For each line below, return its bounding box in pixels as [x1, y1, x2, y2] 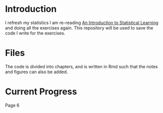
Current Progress [5, 86, 77, 97]
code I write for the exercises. [5, 30, 65, 36]
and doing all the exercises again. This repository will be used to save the [5, 25, 154, 30]
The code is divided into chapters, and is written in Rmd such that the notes [5, 63, 158, 69]
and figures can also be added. [5, 69, 68, 75]
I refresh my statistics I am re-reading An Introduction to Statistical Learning [5, 20, 159, 26]
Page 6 [5, 102, 20, 108]
